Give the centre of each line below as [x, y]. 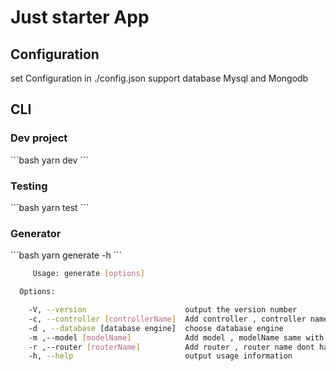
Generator [36, 233]
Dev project [39, 138]
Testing [29, 186]
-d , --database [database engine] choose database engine [156, 328]
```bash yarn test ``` [50, 207]
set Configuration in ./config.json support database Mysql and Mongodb [159, 78]
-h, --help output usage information [160, 356]
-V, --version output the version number [163, 310]
